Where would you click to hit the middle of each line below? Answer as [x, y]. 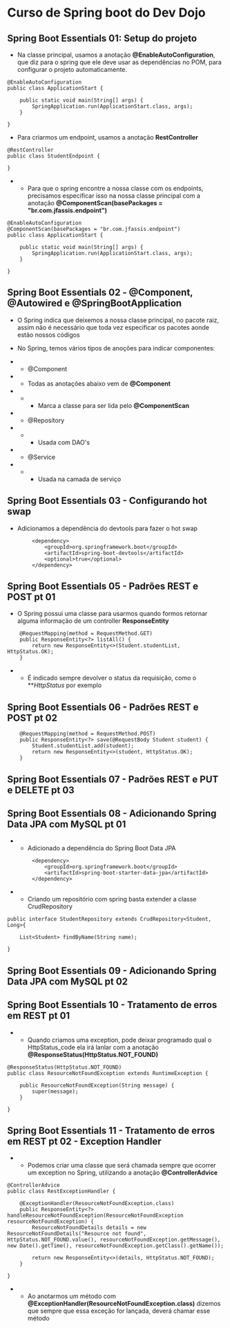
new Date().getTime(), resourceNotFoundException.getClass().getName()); [116, 1246]
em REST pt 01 [39, 1016]
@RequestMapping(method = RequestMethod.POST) [88, 734]
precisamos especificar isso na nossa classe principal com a [114, 196]
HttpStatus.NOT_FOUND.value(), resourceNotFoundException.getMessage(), [114, 1240]
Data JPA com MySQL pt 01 [67, 824]
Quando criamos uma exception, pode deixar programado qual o [119, 1040]
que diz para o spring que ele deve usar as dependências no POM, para [119, 62]
